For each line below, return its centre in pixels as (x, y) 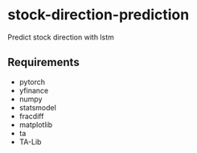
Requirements (43, 62)
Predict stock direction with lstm (61, 37)
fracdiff (31, 116)
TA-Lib (30, 142)
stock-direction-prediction (98, 15)
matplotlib (36, 124)
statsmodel (38, 107)
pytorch (32, 81)
